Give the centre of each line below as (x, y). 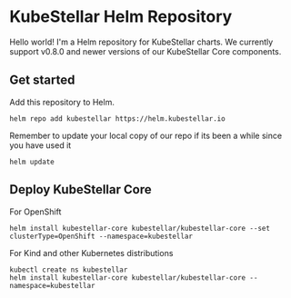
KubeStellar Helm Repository (121, 17)
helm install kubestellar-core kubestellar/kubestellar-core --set (140, 228)
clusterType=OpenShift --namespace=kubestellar (101, 236)
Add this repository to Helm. (62, 102)
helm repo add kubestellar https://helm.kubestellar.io (117, 119)
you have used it (40, 145)
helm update (32, 162)
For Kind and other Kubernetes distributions (91, 253)
